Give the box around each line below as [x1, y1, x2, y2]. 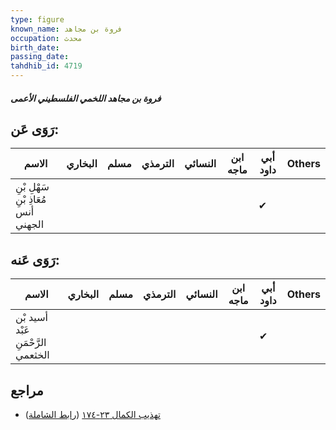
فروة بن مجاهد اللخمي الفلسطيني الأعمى [10, 92, 162, 104]
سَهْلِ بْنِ [15, 180, 50, 194]
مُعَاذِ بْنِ [15, 192, 47, 206]
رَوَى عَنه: [10, 251, 60, 268]
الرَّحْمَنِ [15, 336, 47, 350]
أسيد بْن [15, 311, 49, 325]
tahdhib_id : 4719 [10, 61, 83, 71]
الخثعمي [15, 348, 50, 362]
